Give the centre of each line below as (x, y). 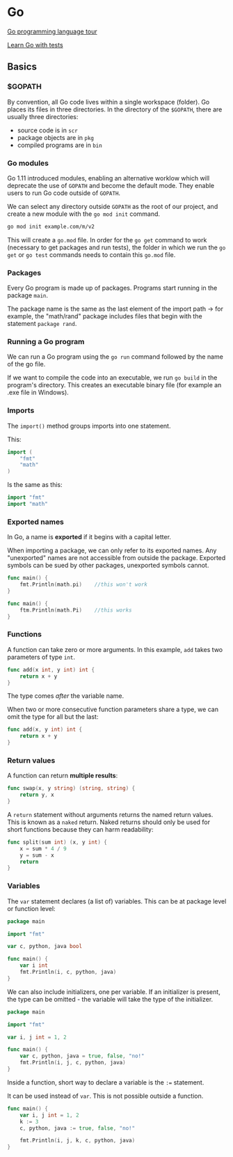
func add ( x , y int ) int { (45, 730)
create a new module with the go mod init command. (84, 214)
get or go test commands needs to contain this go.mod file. (91, 254)
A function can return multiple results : (63, 776)
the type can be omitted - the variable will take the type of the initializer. (110, 999)
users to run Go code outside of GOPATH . (64, 193)
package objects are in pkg (55, 137)
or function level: (31, 908)
